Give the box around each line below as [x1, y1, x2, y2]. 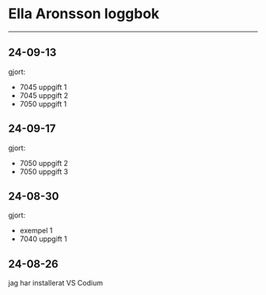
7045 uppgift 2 [19, 90, 69, 100]
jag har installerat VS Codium [8, 278, 103, 288]
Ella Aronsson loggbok [8, 5, 160, 23]
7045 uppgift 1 [19, 82, 67, 92]
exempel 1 [19, 226, 53, 236]
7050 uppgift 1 [19, 99, 67, 108]
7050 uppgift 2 [19, 158, 69, 168]
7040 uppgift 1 [19, 234, 67, 244]
